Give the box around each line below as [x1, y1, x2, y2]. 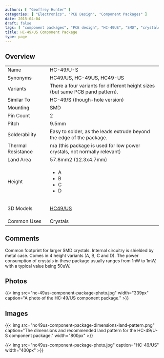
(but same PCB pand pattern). [49, 88, 119, 95]
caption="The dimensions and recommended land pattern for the [5, 328, 137, 334]
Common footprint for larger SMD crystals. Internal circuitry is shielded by [5, 247, 154, 253]
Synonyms [7, 74, 32, 81]
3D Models [7, 205, 33, 211]
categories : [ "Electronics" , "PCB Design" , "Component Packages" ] [5, 12, 147, 17]
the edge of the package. [49, 134, 107, 141]
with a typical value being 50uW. [5, 263, 71, 269]
